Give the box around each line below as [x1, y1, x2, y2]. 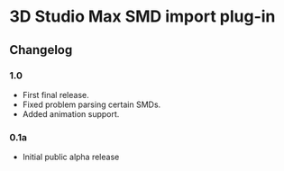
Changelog [9, 42, 73, 58]
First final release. [22, 89, 89, 100]
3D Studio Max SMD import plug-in [9, 6, 276, 27]
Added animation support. [22, 108, 120, 119]
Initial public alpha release [22, 151, 120, 163]
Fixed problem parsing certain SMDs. [22, 99, 161, 110]
